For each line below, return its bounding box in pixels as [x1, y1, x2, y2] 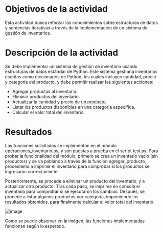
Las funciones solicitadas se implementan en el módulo [5, 142, 117, 148]
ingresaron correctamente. [5, 168, 59, 174]
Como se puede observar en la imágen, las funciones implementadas [5, 218, 145, 224]
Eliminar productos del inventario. [12, 94, 80, 99]
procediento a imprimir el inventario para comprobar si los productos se [5, 163, 150, 169]
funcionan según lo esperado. [5, 223, 66, 229]
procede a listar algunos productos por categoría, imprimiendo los [5, 193, 139, 199]
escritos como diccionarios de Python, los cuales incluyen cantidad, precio [5, 73, 157, 79]
